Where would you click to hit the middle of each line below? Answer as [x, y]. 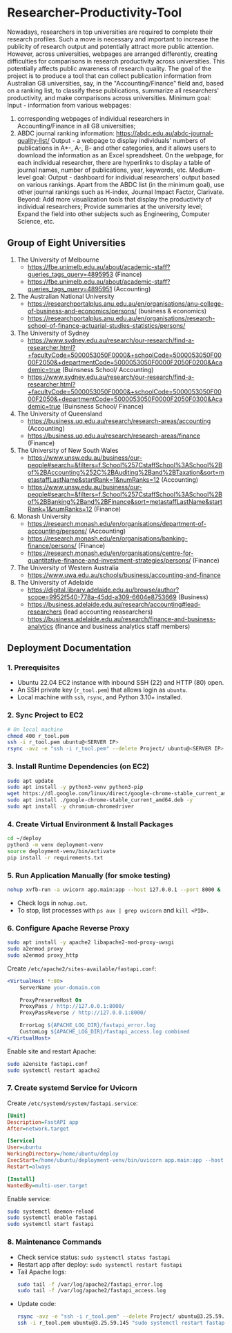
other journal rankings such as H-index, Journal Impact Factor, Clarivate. [120, 192]
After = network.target [38, 1129]
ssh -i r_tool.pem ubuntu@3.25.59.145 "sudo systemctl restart [110, 1323]
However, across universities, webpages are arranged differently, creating [112, 54]
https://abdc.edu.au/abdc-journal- [165, 133]
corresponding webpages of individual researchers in [93, 118]
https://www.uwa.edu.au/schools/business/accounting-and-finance [124, 575]
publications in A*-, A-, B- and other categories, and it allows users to [116, 148]
